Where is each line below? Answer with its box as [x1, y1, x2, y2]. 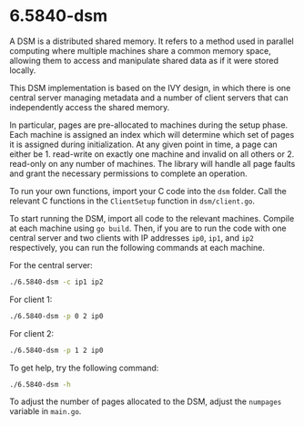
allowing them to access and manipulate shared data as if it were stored [9, 55, 279, 66]
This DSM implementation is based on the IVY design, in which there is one [9, 82, 291, 93]
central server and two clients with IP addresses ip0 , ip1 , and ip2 [9, 232, 255, 243]
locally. [9, 65, 36, 76]
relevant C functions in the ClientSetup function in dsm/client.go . [9, 195, 256, 206]
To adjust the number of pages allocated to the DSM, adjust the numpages [9, 396, 282, 407]
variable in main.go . [9, 406, 82, 417]
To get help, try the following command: [9, 362, 159, 373]
